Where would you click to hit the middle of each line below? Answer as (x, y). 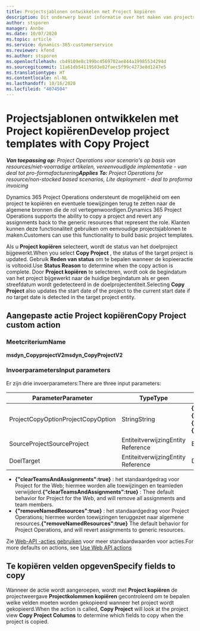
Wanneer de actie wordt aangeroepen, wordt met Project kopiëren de (92, 590)
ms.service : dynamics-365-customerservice (60, 45)
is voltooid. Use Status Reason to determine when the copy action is (90, 265)
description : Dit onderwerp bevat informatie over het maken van (89, 17)
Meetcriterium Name (36, 342)
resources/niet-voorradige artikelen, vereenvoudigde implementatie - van (97, 167)
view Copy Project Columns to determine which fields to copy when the (95, 615)
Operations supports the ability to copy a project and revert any (84, 216)
